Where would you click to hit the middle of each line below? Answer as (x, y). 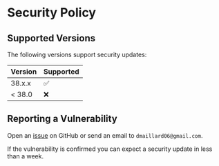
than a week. (25, 156)
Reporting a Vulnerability (62, 119)
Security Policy (52, 13)
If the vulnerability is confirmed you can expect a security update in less (110, 149)
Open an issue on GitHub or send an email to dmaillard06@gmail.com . (105, 135)
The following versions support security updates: (77, 54)
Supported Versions (51, 38)
